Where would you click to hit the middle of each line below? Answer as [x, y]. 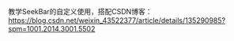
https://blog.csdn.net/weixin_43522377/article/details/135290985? [117, 20]
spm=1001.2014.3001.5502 [52, 29]
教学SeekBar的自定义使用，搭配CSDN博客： [80, 11]
